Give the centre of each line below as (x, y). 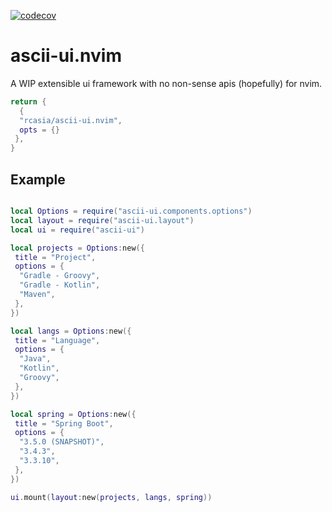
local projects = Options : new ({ (77, 248)
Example (38, 179)
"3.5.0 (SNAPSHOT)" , (62, 442)
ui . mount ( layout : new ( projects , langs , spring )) (111, 497)
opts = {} (39, 130)
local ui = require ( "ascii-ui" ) (77, 230)
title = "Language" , (57, 340)
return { (28, 101)
